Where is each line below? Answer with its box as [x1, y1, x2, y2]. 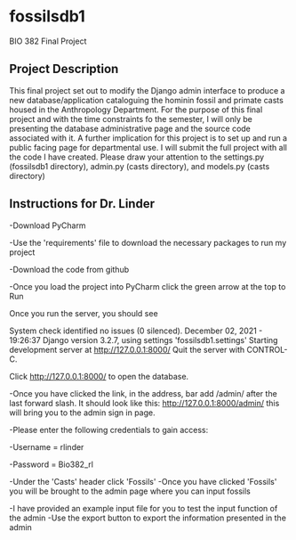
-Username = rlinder [9, 441, 84, 452]
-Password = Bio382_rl [9, 459, 93, 470]
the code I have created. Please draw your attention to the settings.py [9, 151, 265, 162]
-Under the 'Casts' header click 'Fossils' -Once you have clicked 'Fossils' [9, 476, 277, 487]
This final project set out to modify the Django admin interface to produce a [9, 85, 285, 95]
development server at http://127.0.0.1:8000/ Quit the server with [9, 344, 245, 355]
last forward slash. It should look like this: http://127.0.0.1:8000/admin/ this [9, 397, 280, 408]
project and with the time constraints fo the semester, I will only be [9, 113, 253, 124]
